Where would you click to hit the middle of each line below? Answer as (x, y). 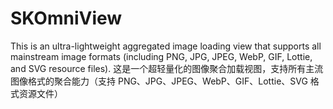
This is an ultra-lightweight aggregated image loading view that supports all (166, 46)
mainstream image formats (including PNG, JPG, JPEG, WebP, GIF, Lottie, (161, 56)
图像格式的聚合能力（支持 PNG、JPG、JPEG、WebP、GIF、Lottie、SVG (159, 81)
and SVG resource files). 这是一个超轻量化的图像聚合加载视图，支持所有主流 (167, 68)
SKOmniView (66, 18)
